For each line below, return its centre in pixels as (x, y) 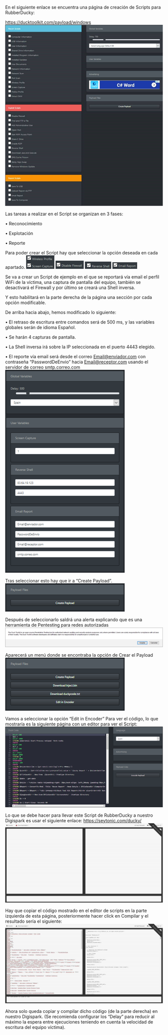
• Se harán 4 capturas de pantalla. (40, 337)
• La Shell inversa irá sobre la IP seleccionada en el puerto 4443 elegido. (80, 347)
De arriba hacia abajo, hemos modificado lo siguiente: (61, 312)
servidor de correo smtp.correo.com (43, 367)
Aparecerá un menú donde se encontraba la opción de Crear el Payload (79, 655)
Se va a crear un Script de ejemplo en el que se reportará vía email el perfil (82, 277)
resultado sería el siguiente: (34, 921)
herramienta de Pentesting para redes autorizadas (57, 625)
